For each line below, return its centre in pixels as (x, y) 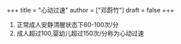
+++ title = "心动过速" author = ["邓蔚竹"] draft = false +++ (90, 10)
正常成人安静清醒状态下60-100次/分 (68, 25)
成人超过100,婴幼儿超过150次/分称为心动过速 (80, 33)
